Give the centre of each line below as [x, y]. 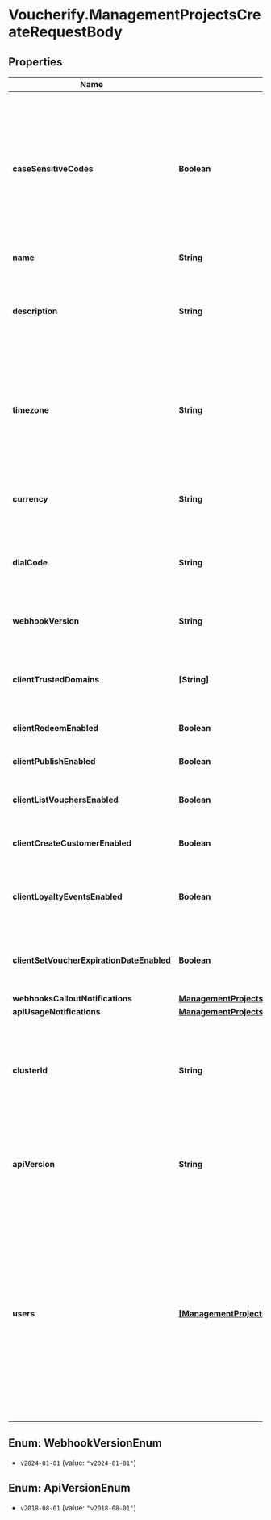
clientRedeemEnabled [56, 728]
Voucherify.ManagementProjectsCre [135, 15]
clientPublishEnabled [54, 761]
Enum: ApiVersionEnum [69, 1488]
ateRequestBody [65, 32]
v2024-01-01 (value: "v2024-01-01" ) [78, 1463]
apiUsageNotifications [56, 1012]
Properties [35, 62]
